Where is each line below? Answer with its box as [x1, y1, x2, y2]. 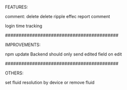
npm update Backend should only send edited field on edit [5, 51, 122, 57]
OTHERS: [5, 70, 24, 76]
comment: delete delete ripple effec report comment [5, 14, 110, 19]
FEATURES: [5, 4, 28, 10]
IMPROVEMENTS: [5, 42, 41, 48]
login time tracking [5, 23, 42, 29]
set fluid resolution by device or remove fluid [5, 80, 95, 85]
